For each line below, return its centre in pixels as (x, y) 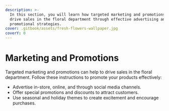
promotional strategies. (36, 24)
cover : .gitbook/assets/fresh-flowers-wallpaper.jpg (62, 29)
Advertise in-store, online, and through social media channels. (77, 87)
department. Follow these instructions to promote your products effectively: (83, 77)
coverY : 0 (16, 33)
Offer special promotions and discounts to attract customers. (76, 92)
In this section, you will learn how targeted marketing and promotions (88, 15)
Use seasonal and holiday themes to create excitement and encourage (86, 97)
